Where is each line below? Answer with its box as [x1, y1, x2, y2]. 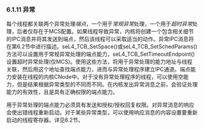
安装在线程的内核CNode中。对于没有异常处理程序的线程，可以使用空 [11, 73, 183, 81]
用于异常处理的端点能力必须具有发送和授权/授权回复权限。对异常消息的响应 [6, 101, 195, 108]
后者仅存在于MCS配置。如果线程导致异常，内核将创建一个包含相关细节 [16, 28, 194, 35]
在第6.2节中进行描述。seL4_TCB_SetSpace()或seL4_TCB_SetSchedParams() [6, 43, 197, 50]
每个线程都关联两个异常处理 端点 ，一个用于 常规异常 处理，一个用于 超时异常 [6, 20, 192, 28]
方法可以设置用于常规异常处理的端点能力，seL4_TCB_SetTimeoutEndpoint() [6, 50, 195, 58]
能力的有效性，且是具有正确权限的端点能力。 [6, 88, 118, 96]
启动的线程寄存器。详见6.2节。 [6, 116, 84, 124]
